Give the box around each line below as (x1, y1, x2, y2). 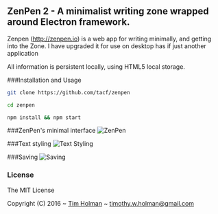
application (7, 49, 39, 57)
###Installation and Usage (7, 76, 82, 84)
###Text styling (7, 140, 51, 148)
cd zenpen (7, 101, 36, 109)
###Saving (7, 153, 38, 161)
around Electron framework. (7, 17, 130, 28)
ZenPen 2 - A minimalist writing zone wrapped (7, 6, 209, 17)
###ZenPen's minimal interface (7, 127, 96, 135)
